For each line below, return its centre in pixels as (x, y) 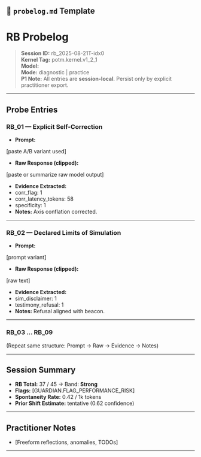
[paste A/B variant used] (36, 152)
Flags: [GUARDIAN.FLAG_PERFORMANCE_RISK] (75, 391)
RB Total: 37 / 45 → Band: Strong (56, 385)
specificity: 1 (30, 205)
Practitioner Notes (41, 428)
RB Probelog (37, 37)
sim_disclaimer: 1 (36, 299)
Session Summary (41, 370)
